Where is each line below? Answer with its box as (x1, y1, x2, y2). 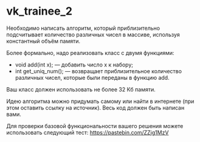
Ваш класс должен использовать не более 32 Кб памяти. (6, 85, 156, 93)
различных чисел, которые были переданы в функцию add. (15, 74, 170, 81)
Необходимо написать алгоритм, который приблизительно (6, 24, 160, 32)
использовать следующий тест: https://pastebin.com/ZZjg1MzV (6, 129, 169, 136)
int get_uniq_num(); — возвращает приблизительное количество (15, 67, 182, 74)
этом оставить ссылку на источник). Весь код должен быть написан (6, 104, 185, 111)
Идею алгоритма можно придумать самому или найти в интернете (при (6, 98, 195, 105)
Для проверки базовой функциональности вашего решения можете (6, 122, 184, 129)
